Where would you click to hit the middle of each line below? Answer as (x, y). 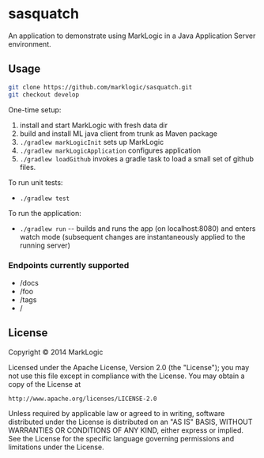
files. (28, 167)
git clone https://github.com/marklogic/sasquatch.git (100, 87)
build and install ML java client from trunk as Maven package (118, 133)
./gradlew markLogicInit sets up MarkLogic (92, 142)
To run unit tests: (36, 182)
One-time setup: (35, 110)
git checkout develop (44, 95)
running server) (45, 245)
